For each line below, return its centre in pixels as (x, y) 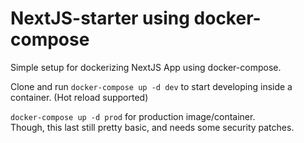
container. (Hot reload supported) (79, 97)
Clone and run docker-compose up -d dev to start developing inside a (151, 86)
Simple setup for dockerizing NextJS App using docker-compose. (146, 67)
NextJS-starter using (100, 18)
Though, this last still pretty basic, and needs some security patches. (152, 127)
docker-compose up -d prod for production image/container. (133, 116)
